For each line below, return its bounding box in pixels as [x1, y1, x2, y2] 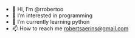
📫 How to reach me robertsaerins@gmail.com [12, 25, 129, 32]
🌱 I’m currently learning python [12, 18, 90, 25]
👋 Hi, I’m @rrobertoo [12, 6, 64, 12]
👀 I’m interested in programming [12, 12, 93, 19]
